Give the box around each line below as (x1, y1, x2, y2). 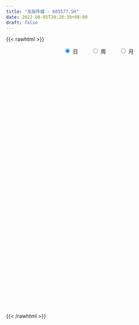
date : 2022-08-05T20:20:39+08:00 (6, 14, 88, 20)
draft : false (6, 19, 38, 25)
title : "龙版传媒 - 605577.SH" (6, 8, 79, 15)
